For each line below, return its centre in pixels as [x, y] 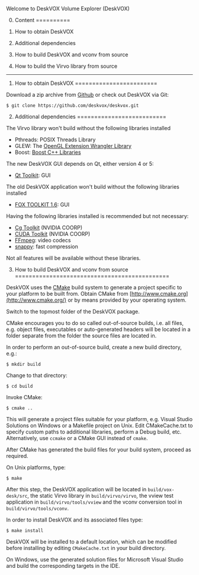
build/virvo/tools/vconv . [38, 508]
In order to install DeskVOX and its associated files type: [75, 520]
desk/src [17, 496]
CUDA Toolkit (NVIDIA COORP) [52, 234]
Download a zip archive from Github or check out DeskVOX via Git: [87, 95]
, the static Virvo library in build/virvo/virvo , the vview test [100, 496]
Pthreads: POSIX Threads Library [55, 140]
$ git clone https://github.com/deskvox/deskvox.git [73, 106]
